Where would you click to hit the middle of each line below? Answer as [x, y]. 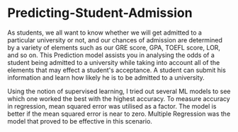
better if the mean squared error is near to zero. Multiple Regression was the [119, 114]
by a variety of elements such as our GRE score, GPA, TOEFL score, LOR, [114, 47]
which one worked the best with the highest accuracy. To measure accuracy [119, 98]
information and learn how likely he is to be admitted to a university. [106, 77]
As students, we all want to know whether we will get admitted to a [104, 32]
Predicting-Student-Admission [100, 13]
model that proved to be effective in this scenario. [80, 121]
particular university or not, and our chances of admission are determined [115, 40]
